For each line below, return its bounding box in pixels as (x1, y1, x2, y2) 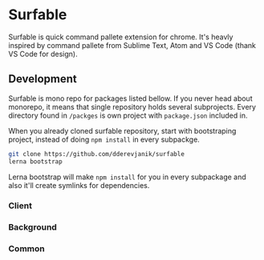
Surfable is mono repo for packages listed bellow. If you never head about (8, 94, 253, 103)
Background (8, 222, 58, 233)
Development (8, 72, 78, 86)
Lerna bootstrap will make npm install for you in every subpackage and (8, 172, 246, 182)
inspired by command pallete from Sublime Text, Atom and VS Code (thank (8, 40, 257, 50)
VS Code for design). (8, 49, 78, 58)
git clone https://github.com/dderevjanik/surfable (8, 150, 185, 158)
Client (8, 200, 32, 211)
